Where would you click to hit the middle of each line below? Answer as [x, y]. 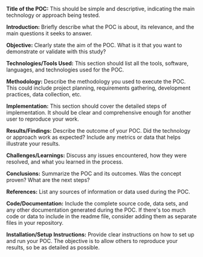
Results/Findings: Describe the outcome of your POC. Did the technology [98, 131]
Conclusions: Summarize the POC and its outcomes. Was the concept [94, 173]
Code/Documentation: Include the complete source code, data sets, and [97, 203]
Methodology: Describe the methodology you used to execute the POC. [96, 82]
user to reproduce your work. [43, 119]
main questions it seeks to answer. [49, 33]
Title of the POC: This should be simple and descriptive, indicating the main [101, 9]
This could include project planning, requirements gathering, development [98, 88]
